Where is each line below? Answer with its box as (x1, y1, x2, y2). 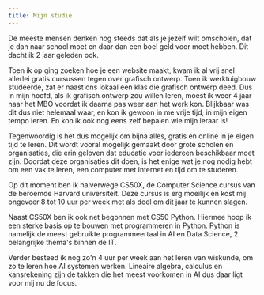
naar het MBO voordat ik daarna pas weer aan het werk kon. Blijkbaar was (8, 99, 250, 108)
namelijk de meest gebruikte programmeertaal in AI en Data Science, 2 (8, 229, 239, 238)
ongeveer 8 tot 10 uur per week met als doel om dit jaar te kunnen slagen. (8, 197, 248, 206)
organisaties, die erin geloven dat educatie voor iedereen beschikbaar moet (8, 148, 255, 157)
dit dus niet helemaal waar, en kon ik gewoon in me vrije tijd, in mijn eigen (8, 108, 247, 117)
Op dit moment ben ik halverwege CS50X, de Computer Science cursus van (8, 180, 255, 190)
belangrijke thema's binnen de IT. (8, 237, 117, 247)
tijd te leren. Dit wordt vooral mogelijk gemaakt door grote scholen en (8, 139, 234, 149)
